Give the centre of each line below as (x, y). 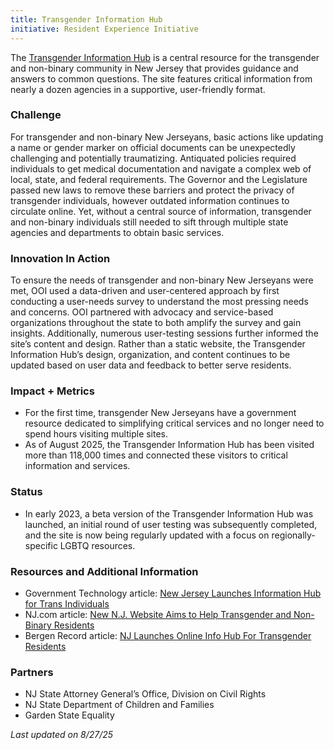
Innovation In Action (60, 258)
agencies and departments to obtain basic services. (117, 232)
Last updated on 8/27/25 (62, 735)
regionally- (293, 535)
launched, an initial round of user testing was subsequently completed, (171, 524)
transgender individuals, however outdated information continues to (150, 200)
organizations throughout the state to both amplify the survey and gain (156, 323)
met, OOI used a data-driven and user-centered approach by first (145, 291)
